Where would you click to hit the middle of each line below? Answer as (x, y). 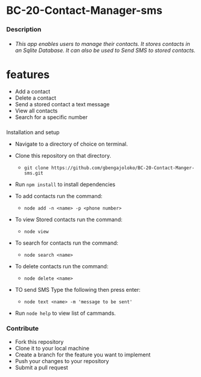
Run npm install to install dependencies (65, 184)
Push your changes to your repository (62, 361)
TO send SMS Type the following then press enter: (78, 289)
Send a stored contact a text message (62, 104)
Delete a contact (35, 98)
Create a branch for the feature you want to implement (83, 355)
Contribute (23, 329)
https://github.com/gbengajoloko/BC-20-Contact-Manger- (123, 168)
